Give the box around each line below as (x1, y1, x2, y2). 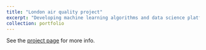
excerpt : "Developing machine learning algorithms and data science (6, 15, 185, 21)
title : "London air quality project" (6, 9, 103, 15)
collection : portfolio (6, 20, 64, 26)
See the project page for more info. (6, 37, 95, 45)
